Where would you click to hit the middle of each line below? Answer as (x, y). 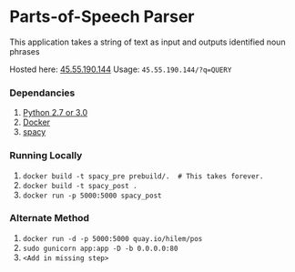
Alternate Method (49, 218)
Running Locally (46, 156)
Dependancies (42, 93)
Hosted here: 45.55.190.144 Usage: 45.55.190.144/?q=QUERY (121, 69)
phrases (25, 51)
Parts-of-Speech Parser (102, 17)
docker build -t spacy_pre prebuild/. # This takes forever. (143, 176)
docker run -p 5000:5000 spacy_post (92, 196)
